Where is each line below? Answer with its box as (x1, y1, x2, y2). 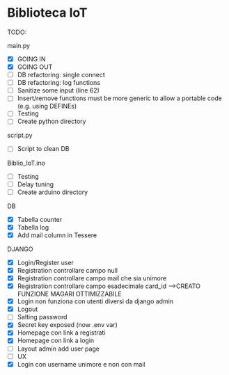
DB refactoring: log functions (17, 79, 101, 87)
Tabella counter (17, 215, 63, 223)
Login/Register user (17, 258, 74, 266)
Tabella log (17, 223, 49, 231)
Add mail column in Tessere (17, 231, 97, 239)
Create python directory (17, 117, 86, 126)
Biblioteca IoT (7, 5, 88, 21)
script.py (7, 131, 33, 140)
